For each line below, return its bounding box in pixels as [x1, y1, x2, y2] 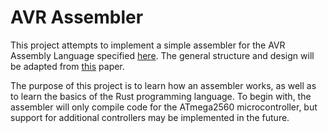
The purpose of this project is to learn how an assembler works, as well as [10, 79, 317, 91]
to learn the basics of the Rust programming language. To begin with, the [10, 90, 312, 102]
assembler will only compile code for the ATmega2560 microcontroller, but [10, 101, 318, 113]
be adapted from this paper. [10, 60, 125, 72]
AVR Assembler [10, 6, 144, 29]
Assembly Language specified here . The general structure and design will [10, 49, 315, 61]
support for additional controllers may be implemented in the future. [10, 111, 290, 123]
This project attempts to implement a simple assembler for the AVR [10, 39, 286, 51]
